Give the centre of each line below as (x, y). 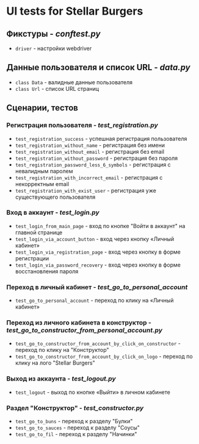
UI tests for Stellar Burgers (75, 11)
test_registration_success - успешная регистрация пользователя (101, 138)
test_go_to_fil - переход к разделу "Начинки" (76, 434)
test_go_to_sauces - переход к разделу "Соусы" (78, 428)
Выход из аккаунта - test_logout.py (61, 379)
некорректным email (42, 184)
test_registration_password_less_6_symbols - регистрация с (93, 164)
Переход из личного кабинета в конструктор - (79, 323)
